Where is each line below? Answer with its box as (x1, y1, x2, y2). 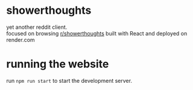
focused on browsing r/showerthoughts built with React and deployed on (6, 29, 188, 37)
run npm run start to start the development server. (6, 77, 133, 84)
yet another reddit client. (6, 23, 68, 31)
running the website (6, 58, 109, 71)
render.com (6, 36, 35, 43)
